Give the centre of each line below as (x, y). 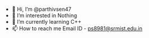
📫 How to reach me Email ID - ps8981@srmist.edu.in (77, 28)
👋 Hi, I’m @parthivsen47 (41, 9)
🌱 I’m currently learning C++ (46, 22)
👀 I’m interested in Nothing (44, 15)
